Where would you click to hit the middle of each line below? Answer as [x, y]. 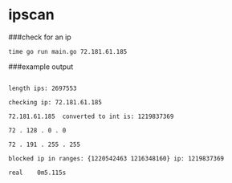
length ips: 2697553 [43, 88]
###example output [41, 67]
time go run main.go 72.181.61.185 [68, 51]
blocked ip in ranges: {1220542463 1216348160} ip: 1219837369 [116, 158]
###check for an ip [40, 37]
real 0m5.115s [37, 173]
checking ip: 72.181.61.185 [55, 102]
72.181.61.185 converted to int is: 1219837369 [91, 116]
